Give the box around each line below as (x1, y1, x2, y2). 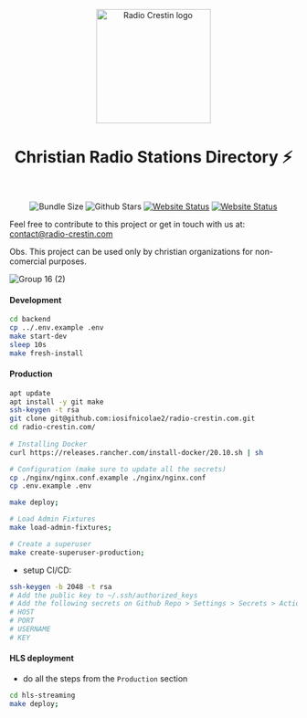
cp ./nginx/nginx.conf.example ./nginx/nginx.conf (9, 473, 206, 482)
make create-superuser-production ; (9, 548, 145, 557)
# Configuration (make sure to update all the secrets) (9, 464, 227, 474)
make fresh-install (9, 348, 84, 358)
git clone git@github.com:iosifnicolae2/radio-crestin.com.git (9, 414, 256, 424)
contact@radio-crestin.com (9, 228, 113, 239)
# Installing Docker (9, 439, 89, 449)
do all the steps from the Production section (22, 673, 188, 684)
